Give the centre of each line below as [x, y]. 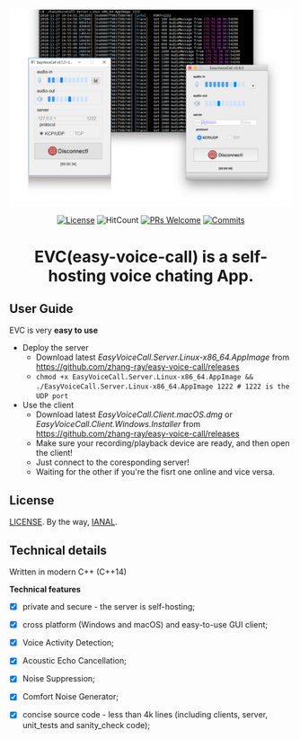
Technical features [45, 590]
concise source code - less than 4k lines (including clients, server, [145, 715]
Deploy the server [55, 348]
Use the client [48, 405]
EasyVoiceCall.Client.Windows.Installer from [118, 424]
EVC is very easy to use [54, 330]
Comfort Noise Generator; [71, 697]
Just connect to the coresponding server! [113, 462]
